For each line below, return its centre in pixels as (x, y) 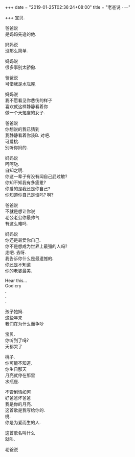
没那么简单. (17, 51)
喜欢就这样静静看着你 (26, 106)
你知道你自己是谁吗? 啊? (29, 195)
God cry (13, 286)
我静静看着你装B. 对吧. (28, 135)
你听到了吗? (17, 340)
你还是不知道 (18, 265)
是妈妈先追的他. (21, 34)
